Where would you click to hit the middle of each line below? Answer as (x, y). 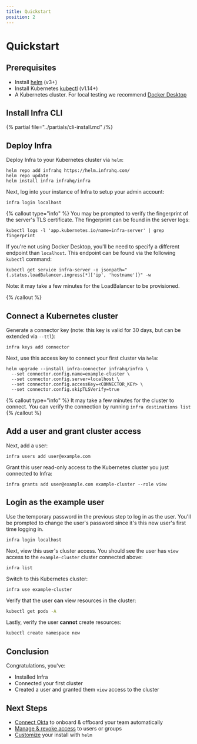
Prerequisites (31, 68)
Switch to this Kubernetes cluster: (47, 579)
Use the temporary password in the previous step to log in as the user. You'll (98, 516)
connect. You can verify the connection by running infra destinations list (98, 406)
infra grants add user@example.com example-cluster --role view (86, 484)
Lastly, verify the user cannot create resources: (64, 622)
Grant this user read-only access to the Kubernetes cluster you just (88, 467)
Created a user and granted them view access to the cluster (87, 690)
